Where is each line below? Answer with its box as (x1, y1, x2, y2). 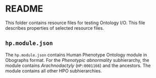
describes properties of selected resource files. (5, 25, 105, 31)
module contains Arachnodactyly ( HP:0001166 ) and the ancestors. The (5, 62, 151, 68)
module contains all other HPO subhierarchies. (5, 67, 102, 73)
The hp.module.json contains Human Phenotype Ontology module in (5, 51, 147, 58)
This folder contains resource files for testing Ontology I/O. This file (5, 20, 145, 26)
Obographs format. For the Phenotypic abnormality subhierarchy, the (5, 57, 150, 63)
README (5, 3, 43, 15)
